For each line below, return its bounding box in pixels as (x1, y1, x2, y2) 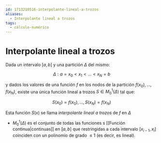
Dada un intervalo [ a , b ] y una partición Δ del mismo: (5, 62, 110, 68)
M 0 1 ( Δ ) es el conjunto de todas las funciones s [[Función (12, 119, 125, 127)
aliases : (5, 12, 23, 16)
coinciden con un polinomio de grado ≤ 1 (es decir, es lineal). (12, 132, 136, 138)
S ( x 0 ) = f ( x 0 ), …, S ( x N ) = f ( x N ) (52, 100, 112, 106)
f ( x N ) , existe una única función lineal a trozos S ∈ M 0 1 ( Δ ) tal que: (5, 88, 135, 96)
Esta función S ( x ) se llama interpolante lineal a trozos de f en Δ (5, 110, 131, 115)
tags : (5, 20, 16, 26)
